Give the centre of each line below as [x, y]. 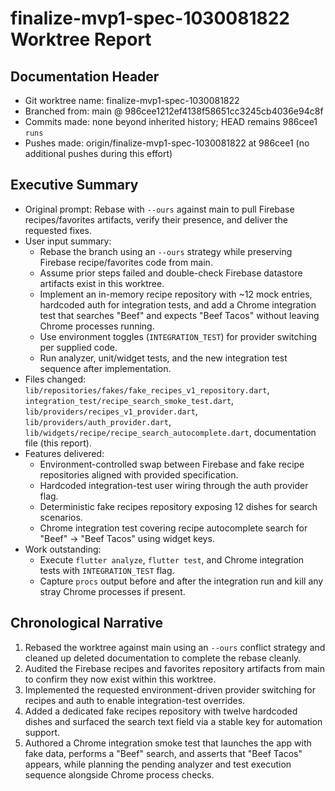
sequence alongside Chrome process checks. [119, 774]
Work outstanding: [63, 549]
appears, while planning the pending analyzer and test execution [158, 764]
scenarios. [61, 517]
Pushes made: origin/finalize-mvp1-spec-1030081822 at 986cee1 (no [167, 143]
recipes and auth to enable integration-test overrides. [135, 700]
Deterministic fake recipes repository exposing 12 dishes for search [178, 506]
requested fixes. [58, 230]
